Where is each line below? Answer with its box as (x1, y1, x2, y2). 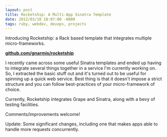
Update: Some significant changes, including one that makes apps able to (5, 121, 158, 127)
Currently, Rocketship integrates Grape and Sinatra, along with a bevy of (5, 96, 155, 102)
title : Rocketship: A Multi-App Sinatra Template (5, 12, 112, 17)
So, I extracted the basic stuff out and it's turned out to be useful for (5, 71, 147, 77)
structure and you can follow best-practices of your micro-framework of (5, 81, 155, 87)
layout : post (5, 7, 33, 13)
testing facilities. (5, 101, 39, 108)
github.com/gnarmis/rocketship (5, 50, 74, 56)
